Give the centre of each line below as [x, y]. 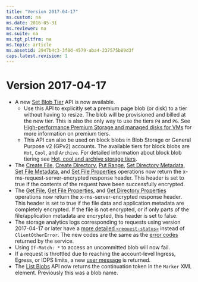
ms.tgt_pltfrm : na [29, 39]
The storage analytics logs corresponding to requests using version [98, 222]
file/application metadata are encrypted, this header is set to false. [96, 215]
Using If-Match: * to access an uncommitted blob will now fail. [92, 247]
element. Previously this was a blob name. [66, 272]
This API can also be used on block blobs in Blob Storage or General [107, 140]
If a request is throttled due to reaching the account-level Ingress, [95, 253]
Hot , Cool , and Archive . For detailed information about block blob [103, 152]
